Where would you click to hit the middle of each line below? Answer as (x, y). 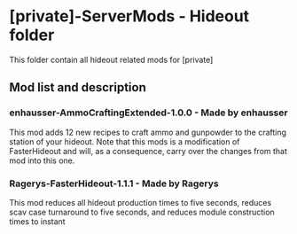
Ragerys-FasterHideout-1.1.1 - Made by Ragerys (114, 183)
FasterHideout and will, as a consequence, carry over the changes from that (148, 151)
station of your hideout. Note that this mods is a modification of (125, 141)
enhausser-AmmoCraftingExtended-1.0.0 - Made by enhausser (148, 113)
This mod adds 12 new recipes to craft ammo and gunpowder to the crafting (148, 132)
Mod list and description (78, 87)
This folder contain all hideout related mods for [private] (111, 59)
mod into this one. (42, 160)
